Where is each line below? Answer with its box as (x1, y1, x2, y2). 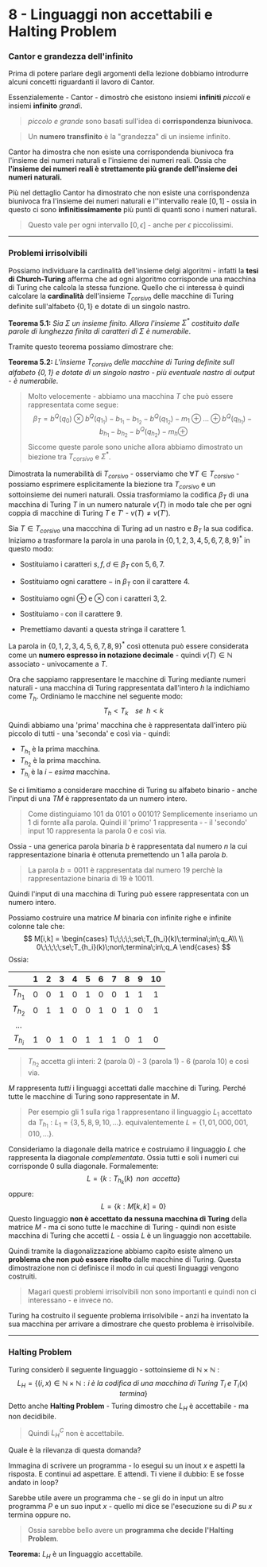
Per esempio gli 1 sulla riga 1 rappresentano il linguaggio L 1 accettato (27, 1107, 253, 1118)
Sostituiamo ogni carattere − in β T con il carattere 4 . (19, 576, 191, 588)
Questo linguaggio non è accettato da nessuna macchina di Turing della (8, 1213, 248, 1223)
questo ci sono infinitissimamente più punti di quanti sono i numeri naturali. (8, 205, 257, 215)
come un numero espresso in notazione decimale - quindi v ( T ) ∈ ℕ (8, 650, 233, 660)
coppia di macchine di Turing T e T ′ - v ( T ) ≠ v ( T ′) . (8, 509, 171, 518)
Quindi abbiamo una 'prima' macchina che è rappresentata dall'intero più (8, 720, 247, 729)
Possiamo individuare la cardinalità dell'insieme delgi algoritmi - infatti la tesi (8, 265, 259, 275)
